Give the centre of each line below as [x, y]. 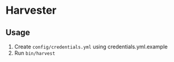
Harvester [31, 10]
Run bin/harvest [35, 53]
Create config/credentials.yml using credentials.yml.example [91, 46]
